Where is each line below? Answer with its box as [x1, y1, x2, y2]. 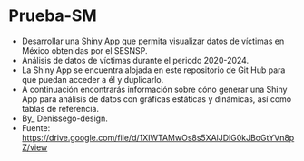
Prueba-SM [8, 5, 97, 26]
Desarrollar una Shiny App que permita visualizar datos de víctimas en [21, 35, 285, 46]
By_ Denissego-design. [21, 113, 108, 124]
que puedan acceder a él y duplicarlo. [21, 74, 164, 85]
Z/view [21, 142, 48, 153]
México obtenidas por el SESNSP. [21, 45, 148, 55]
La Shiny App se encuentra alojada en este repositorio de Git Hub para [21, 65, 286, 75]
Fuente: [21, 122, 51, 133]
